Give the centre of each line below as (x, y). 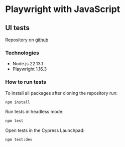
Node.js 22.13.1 (28, 64)
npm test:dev (19, 140)
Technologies (22, 53)
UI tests (18, 28)
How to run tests (26, 82)
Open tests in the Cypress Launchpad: (45, 130)
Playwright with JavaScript (63, 9)
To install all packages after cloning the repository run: (61, 93)
